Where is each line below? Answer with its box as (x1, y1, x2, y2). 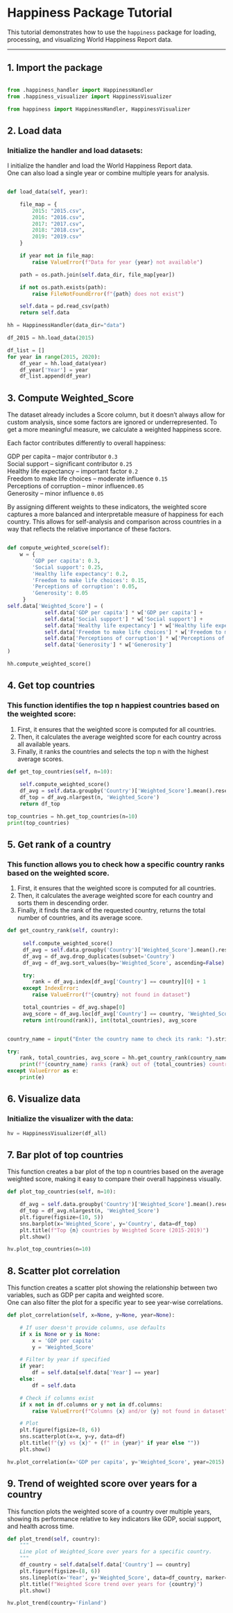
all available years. (17, 739, 71, 748)
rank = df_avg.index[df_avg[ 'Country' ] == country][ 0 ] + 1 (32, 979, 207, 986)
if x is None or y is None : (19, 1331, 101, 1338)
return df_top (19, 800, 60, 808)
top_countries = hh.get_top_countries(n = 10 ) (7, 812, 138, 820)
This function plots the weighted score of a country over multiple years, (7, 1507, 212, 1516)
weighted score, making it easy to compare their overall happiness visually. (7, 1175, 222, 1183)
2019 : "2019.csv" (32, 233, 82, 241)
